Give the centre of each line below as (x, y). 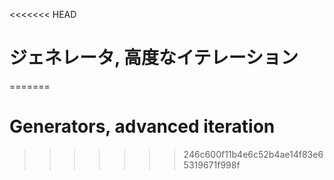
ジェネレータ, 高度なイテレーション (154, 58)
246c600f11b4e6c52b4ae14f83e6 (253, 154)
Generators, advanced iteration (142, 126)
